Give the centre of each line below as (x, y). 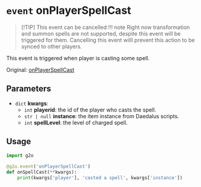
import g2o (20, 155)
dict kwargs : (31, 103)
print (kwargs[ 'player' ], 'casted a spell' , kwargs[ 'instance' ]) (100, 178)
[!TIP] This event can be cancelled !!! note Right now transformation (105, 27)
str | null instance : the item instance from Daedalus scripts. (102, 116)
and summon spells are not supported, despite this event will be (101, 33)
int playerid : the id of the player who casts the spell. (90, 110)
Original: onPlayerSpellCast (40, 69)
